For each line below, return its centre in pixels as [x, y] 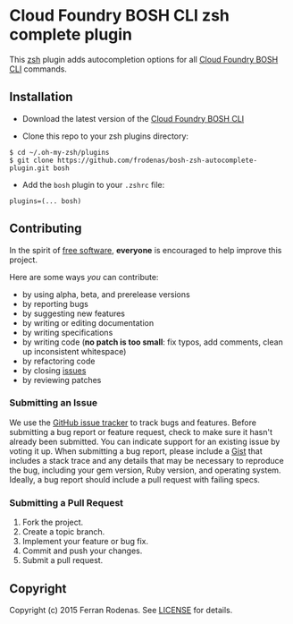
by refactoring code [59, 361]
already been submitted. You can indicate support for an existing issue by [145, 441]
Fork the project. [53, 522]
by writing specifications [67, 332]
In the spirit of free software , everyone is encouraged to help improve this [146, 250]
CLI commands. [38, 69]
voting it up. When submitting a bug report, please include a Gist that [136, 451]
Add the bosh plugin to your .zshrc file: [93, 184]
